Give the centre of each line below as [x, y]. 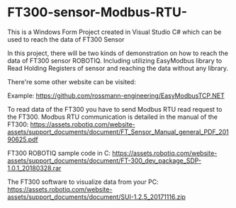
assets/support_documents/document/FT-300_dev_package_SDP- [105, 161]
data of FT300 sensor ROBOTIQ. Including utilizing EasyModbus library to [115, 60]
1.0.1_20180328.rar [34, 168]
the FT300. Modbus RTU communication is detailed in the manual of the [113, 117]
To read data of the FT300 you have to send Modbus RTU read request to [115, 109]
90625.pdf [23, 139]
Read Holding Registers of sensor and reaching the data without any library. [118, 68]
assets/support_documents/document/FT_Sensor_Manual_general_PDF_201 [118, 132]
